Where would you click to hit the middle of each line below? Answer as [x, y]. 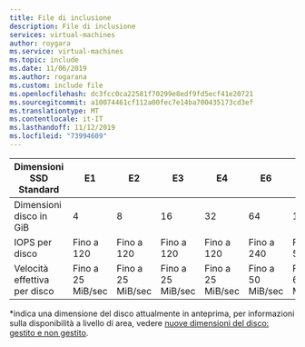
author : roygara [40, 43]
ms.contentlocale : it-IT [56, 119]
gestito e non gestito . [49, 332]
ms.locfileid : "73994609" [58, 136]
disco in [31, 216]
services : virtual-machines [63, 35]
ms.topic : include [44, 60]
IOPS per [33, 242]
